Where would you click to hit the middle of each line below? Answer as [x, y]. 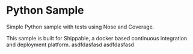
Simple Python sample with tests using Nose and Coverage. [80, 27]
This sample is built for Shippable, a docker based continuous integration [97, 38]
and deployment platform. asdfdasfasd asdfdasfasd [70, 45]
